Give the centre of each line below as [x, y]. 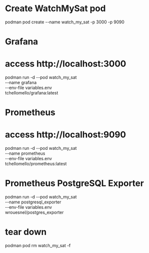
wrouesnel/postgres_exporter [34, 213]
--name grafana [21, 83]
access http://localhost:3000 [66, 64]
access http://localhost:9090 [66, 135]
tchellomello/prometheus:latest [36, 164]
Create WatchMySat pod [55, 9]
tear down [26, 232]
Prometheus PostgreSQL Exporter [74, 183]
